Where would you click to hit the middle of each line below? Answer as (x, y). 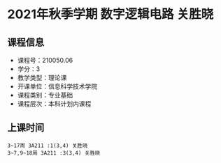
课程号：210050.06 (45, 60)
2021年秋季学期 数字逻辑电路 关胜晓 (110, 14)
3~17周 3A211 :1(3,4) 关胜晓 (48, 146)
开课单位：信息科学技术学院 (57, 86)
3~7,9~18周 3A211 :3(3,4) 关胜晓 (54, 153)
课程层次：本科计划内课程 (54, 104)
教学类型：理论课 (42, 78)
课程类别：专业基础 (45, 95)
